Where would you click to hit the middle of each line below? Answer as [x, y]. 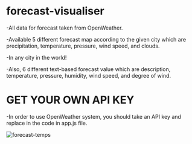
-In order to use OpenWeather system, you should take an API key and [94, 116]
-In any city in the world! [37, 57]
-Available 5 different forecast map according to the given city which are [96, 39]
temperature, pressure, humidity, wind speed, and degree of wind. [88, 75]
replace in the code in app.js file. [47, 123]
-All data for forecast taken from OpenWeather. [65, 28]
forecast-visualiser [55, 11]
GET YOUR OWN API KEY [70, 100]
